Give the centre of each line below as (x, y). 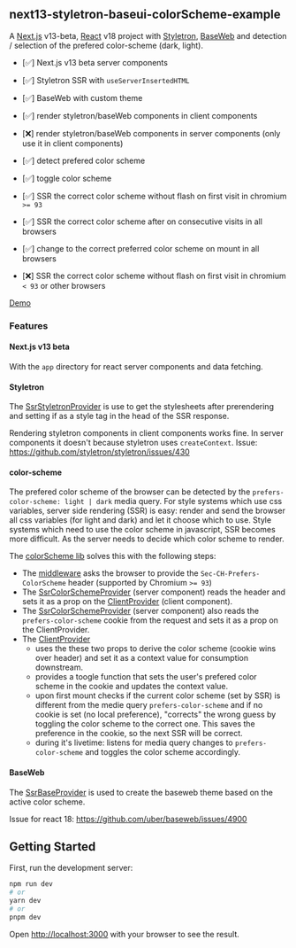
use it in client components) (72, 143)
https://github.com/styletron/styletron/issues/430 (99, 452)
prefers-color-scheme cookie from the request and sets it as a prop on (150, 620)
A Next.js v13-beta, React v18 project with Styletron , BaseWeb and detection (148, 35)
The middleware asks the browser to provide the (110, 573)
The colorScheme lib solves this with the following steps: (113, 556)
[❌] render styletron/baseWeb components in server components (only (151, 133)
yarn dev (25, 901)
